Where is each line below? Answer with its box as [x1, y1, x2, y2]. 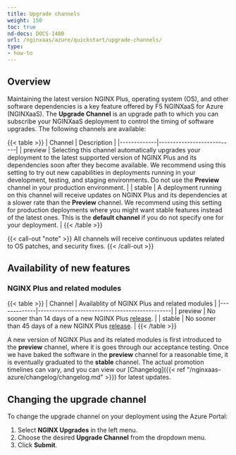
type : [7, 43, 23, 50]
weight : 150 [7, 17, 42, 24]
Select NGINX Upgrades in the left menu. [17, 426, 138, 435]
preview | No [178, 307, 216, 315]
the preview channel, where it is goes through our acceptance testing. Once [7, 343, 229, 351]
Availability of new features [7, 262, 130, 274]
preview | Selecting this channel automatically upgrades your [23, 145, 201, 154]
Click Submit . [17, 441, 58, 449]
